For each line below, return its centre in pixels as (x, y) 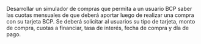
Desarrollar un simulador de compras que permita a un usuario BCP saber (99, 9)
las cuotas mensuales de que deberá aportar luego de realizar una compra (100, 15)
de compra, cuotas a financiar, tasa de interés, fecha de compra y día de (98, 28)
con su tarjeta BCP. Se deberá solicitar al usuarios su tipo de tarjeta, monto (101, 21)
